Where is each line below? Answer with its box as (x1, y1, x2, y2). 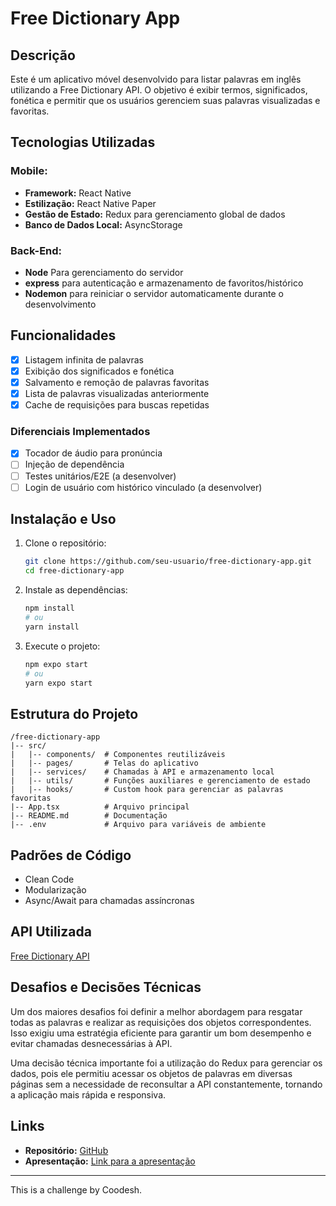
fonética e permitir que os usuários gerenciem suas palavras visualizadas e (10, 95, 321, 106)
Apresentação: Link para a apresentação (24, 1155, 196, 1167)
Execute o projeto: (24, 640, 101, 652)
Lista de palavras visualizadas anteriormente (24, 387, 210, 399)
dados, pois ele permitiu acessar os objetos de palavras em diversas (10, 1067, 293, 1079)
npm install (24, 603, 75, 614)
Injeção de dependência (24, 458, 125, 471)
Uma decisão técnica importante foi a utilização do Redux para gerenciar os (10, 1057, 323, 1069)
